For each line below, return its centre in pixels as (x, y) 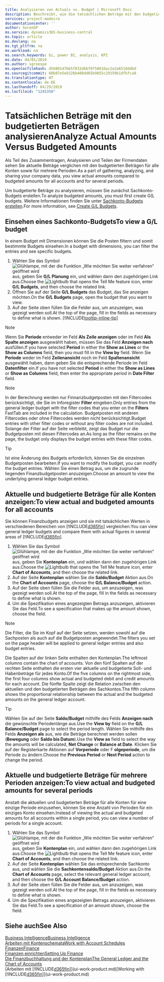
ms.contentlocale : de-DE (30, 82)
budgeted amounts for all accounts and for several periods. (65, 181)
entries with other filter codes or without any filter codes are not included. (79, 424)
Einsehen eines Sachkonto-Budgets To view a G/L (81, 221)
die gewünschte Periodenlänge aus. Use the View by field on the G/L (74, 723)
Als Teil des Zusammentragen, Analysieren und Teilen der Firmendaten (76, 160)
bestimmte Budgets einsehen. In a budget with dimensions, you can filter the (82, 246)
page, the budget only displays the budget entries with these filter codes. (79, 439)
